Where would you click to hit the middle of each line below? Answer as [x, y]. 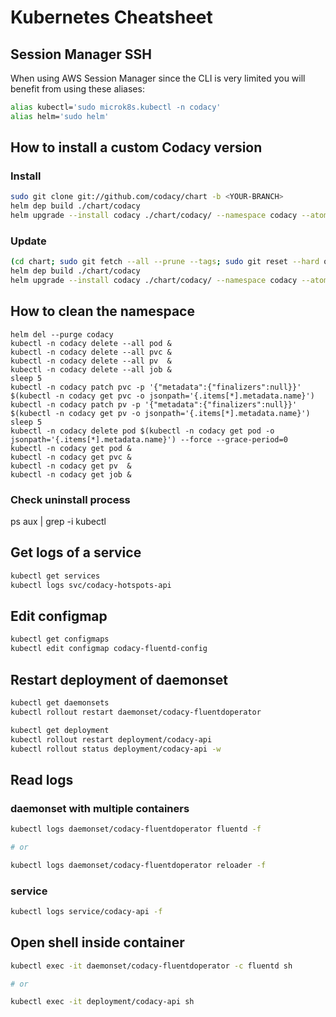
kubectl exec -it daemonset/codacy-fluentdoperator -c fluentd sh [151, 966]
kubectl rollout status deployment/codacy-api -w [116, 749]
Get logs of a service [76, 552]
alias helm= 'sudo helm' [60, 116]
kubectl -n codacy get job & [71, 474]
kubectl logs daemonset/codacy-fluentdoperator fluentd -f [136, 829]
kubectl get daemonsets [60, 703]
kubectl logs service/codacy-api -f [86, 912]
